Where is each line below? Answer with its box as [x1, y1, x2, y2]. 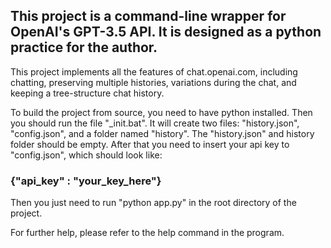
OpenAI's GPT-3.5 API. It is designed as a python [10, 24, 322, 41]
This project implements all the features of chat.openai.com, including [10, 65, 298, 78]
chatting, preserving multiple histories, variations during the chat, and [10, 76, 297, 88]
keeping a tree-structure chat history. [10, 87, 165, 99]
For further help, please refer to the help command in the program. [10, 227, 285, 239]
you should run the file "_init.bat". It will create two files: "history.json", [10, 117, 300, 129]
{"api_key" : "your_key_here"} [10, 174, 162, 188]
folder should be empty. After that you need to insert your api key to [10, 138, 290, 150]
